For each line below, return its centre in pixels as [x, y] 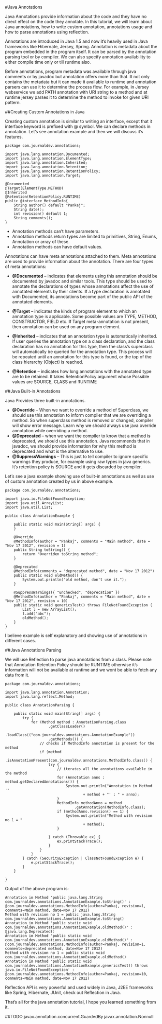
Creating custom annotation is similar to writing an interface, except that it [79, 121]
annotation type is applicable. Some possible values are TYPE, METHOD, [85, 316]
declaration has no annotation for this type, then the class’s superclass [82, 346]
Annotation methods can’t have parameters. [56, 231]
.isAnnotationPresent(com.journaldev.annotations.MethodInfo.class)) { [79, 760]
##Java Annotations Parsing [33, 650]
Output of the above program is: [37, 889]
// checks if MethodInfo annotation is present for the [97, 743]
